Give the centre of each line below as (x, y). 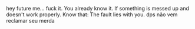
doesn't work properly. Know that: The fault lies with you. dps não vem (92, 14)
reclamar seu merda (30, 21)
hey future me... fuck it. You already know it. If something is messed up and (98, 8)
